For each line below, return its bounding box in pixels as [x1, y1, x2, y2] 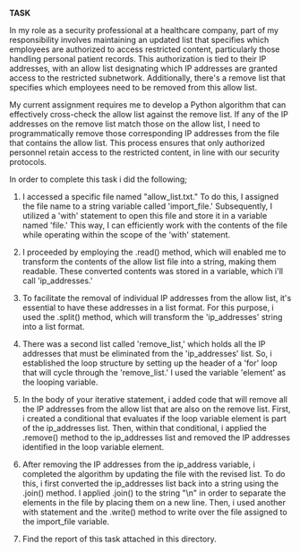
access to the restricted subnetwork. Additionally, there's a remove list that [9, 73, 287, 83]
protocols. [9, 157, 47, 167]
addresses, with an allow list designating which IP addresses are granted [9, 63, 278, 73]
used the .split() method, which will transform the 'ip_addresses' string [21, 312, 283, 322]
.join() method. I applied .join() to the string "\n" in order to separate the [21, 488, 287, 498]
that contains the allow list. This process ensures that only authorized [9, 138, 266, 148]
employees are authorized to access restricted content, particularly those [9, 44, 280, 55]
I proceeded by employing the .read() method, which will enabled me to [21, 246, 287, 257]
